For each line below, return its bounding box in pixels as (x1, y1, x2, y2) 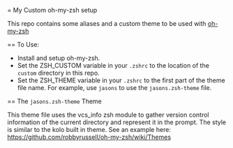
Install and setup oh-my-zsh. (17, 54, 100, 62)
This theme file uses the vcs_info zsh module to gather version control (7, 111, 209, 119)
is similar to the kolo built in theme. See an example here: (7, 126, 171, 133)
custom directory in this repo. (17, 69, 100, 77)
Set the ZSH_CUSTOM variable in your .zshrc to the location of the (17, 61, 209, 69)
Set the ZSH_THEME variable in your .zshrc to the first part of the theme (17, 76, 225, 84)
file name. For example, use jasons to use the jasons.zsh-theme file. (17, 84, 212, 91)
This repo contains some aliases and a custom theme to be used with (7, 20, 206, 27)
